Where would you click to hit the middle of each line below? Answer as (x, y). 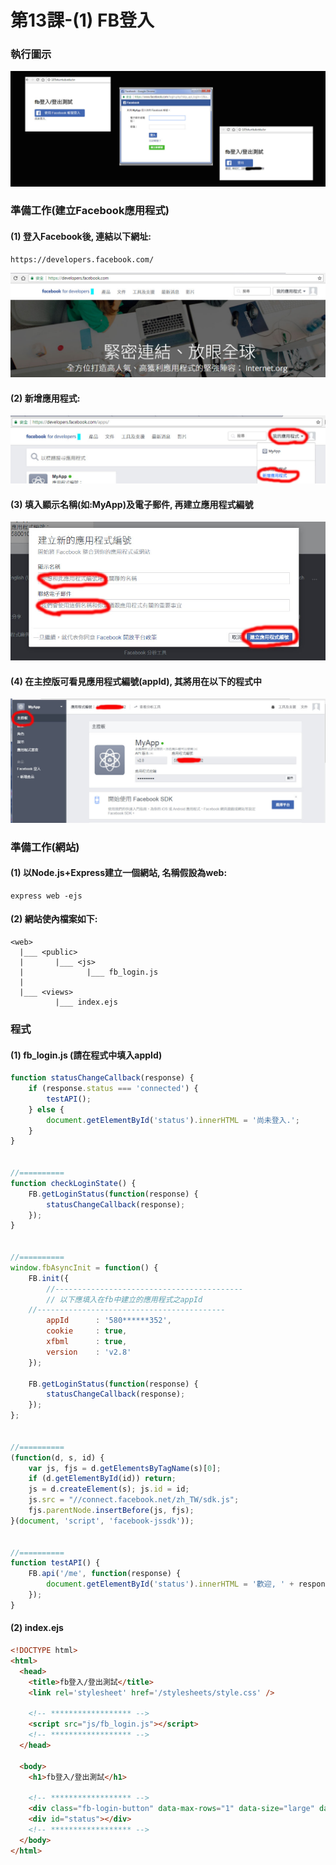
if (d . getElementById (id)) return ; (102, 1479)
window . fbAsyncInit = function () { (84, 1267)
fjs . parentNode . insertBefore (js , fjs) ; (111, 1511)
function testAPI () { (55, 1563)
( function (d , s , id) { (57, 1457)
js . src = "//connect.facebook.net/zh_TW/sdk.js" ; (134, 1500)
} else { (46, 1109)
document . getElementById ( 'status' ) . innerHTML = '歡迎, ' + (170, 1584)
